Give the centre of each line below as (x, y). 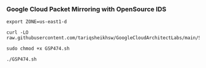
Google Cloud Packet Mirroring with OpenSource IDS (86, 9)
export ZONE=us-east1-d (37, 22)
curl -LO (17, 32)
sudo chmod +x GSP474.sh (38, 49)
